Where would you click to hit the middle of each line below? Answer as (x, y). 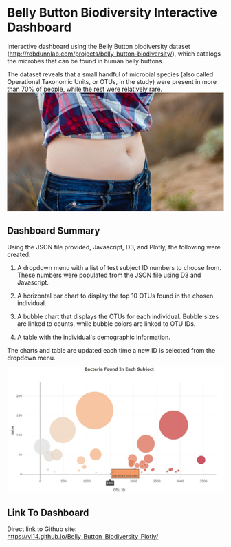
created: (19, 255)
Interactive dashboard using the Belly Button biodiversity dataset (99, 46)
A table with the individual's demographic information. (93, 337)
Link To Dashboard (48, 512)
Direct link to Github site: (42, 529)
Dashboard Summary (54, 230)
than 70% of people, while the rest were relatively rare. (85, 89)
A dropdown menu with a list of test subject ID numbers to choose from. (119, 268)
